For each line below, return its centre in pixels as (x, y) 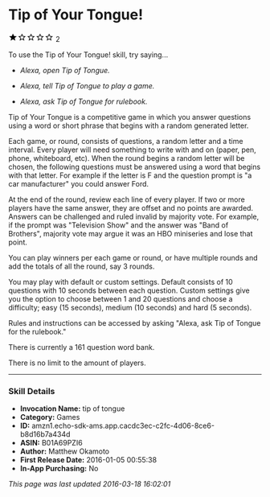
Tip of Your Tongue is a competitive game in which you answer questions (130, 117)
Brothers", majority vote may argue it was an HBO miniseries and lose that (131, 233)
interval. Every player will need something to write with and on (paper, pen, (133, 150)
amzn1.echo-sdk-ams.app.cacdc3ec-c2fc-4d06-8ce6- (123, 426)
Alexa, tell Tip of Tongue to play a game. (87, 85)
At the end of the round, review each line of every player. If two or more (127, 199)
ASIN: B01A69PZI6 (51, 443)
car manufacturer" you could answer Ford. (79, 183)
